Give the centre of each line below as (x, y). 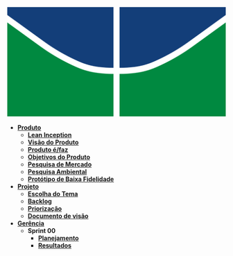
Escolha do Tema (53, 194)
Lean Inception (50, 135)
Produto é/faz (48, 150)
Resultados (54, 245)
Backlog (40, 201)
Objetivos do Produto (59, 157)
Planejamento (58, 238)
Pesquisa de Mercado (60, 164)
